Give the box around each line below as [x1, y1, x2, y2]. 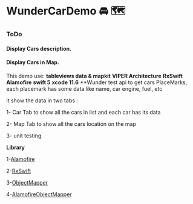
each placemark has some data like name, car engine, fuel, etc [6, 85, 163, 92]
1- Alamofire [6, 155, 35, 163]
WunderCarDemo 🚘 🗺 [6, 4, 126, 18]
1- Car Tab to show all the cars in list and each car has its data [6, 108, 161, 116]
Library [6, 143, 25, 151]
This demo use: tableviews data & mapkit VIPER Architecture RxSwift [6, 72, 183, 79]
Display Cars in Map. [6, 59, 59, 66]
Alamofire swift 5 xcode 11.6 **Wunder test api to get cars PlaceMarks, [6, 79, 188, 86]
